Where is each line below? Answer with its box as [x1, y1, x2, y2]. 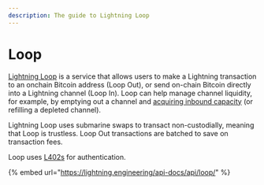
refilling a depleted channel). [8, 105, 101, 114]
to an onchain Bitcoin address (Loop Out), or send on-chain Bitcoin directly [8, 80, 251, 89]
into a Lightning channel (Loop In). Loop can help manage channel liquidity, [8, 88, 253, 98]
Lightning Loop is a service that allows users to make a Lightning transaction [8, 72, 257, 81]
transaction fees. [8, 137, 63, 146]
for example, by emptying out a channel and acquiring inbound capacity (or [8, 96, 254, 106]
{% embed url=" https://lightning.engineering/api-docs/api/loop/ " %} [8, 167, 231, 177]
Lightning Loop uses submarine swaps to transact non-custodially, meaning [8, 120, 255, 130]
